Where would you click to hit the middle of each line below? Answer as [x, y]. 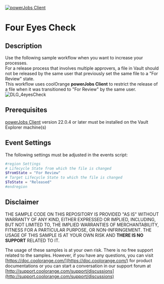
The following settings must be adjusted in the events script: [66, 155]
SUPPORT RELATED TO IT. [32, 240]
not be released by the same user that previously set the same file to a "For [82, 73]
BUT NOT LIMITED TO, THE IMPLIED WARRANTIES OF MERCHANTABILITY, [82, 225]
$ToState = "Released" [28, 182]
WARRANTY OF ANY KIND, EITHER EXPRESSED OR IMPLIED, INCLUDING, [81, 219]
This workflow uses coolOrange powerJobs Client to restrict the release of [82, 84]
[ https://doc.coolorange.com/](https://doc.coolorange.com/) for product [79, 260]
